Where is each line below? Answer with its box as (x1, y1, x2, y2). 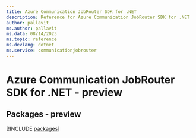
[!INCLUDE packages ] (6, 125, 60, 132)
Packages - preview (6, 109, 81, 120)
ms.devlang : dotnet (6, 42, 55, 48)
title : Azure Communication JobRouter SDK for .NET (6, 8, 137, 15)
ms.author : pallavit (6, 25, 58, 32)
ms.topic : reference (6, 36, 58, 42)
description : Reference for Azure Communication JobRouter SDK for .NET (6, 14, 190, 20)
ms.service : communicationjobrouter (6, 48, 97, 54)
